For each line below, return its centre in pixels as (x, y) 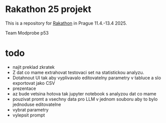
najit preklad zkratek (34, 67)
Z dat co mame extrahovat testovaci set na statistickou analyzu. (78, 72)
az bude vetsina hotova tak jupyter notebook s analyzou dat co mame (84, 93)
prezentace (24, 88)
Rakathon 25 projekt (48, 9)
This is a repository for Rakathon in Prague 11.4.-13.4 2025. (66, 23)
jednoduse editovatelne (37, 104)
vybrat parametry (30, 109)
